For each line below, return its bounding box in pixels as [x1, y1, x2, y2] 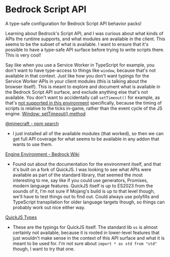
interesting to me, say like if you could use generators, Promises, [12, 177, 148, 183]
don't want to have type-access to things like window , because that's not [5, 67, 156, 73]
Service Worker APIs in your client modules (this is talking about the [5, 78, 147, 84]
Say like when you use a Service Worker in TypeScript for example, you [5, 62, 155, 68]
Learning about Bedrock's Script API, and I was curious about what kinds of [5, 30, 163, 36]
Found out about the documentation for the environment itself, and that [12, 161, 161, 167]
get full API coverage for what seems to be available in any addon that [12, 136, 159, 142]
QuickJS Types [5, 214, 37, 220]
